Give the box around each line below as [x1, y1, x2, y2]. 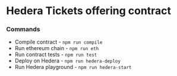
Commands [6, 25, 40, 34]
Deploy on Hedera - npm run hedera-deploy [14, 57, 121, 64]
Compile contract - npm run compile [14, 38, 103, 45]
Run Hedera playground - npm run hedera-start [14, 64, 132, 71]
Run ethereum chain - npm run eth [14, 45, 99, 52]
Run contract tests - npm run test [14, 51, 97, 58]
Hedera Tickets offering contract [6, 4, 171, 18]
